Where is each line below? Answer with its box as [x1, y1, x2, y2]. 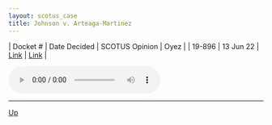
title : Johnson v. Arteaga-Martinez [8, 19, 132, 27]
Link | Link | [8, 50, 47, 60]
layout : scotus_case [8, 11, 79, 20]
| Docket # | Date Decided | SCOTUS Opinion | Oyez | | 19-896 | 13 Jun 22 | [8, 41, 259, 51]
